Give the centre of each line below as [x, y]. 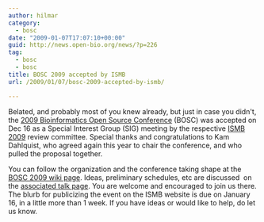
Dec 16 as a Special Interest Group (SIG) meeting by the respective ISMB [127, 128]
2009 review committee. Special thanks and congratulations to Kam [119, 136]
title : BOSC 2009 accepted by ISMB [67, 75]
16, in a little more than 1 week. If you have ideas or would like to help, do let [132, 202]
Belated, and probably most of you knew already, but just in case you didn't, [132, 111]
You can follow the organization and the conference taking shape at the [125, 169]
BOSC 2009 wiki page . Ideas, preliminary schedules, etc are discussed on [130, 177]
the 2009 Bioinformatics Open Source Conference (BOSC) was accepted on [132, 120]
